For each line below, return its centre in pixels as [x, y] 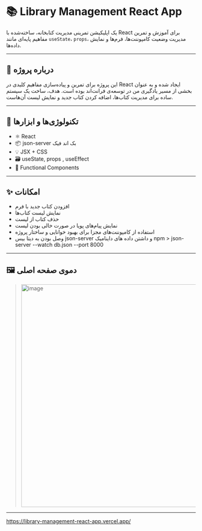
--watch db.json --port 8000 [68, 245]
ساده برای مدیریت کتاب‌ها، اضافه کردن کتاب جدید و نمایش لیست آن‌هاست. [90, 97]
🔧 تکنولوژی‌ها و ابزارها [42, 122]
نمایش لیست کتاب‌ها [38, 213]
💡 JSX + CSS [31, 152]
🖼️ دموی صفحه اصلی [41, 270]
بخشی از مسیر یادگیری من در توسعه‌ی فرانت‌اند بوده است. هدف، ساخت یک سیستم [99, 90]
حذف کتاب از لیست [37, 219]
